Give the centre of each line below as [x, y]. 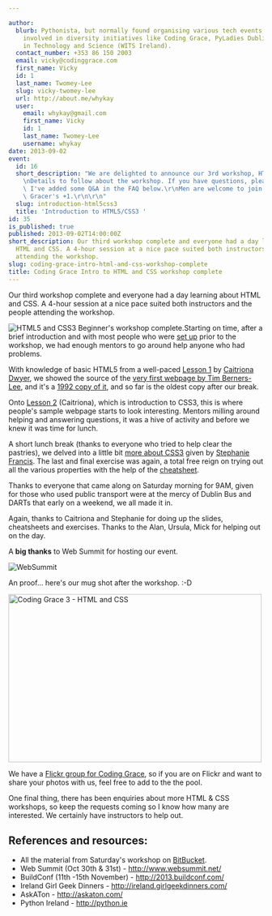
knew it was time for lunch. [53, 428]
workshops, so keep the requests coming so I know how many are [119, 807]
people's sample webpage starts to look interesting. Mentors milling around [134, 411]
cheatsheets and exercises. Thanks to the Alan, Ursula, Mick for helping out [134, 527]
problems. [25, 353]
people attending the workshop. [62, 312]
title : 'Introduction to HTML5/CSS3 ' [81, 212]
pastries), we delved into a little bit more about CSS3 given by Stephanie [129, 452]
